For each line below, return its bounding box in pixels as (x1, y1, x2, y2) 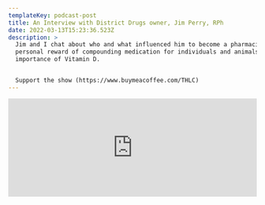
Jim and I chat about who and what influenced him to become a (15, 41, 227, 49)
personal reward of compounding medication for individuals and (15, 48, 231, 56)
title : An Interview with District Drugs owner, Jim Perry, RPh (8, 19, 224, 27)
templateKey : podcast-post (8, 11, 97, 20)
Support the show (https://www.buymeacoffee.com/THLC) (15, 76, 200, 84)
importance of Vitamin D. (15, 56, 101, 64)
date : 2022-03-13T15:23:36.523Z (8, 26, 114, 34)
